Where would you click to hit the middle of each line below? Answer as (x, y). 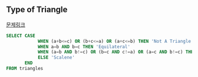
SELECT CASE (21, 36)
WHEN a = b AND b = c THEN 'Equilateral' (84, 46)
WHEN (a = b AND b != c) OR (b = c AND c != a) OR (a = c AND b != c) (110, 52)
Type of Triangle (37, 10)
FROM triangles (25, 69)
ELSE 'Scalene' (56, 58)
